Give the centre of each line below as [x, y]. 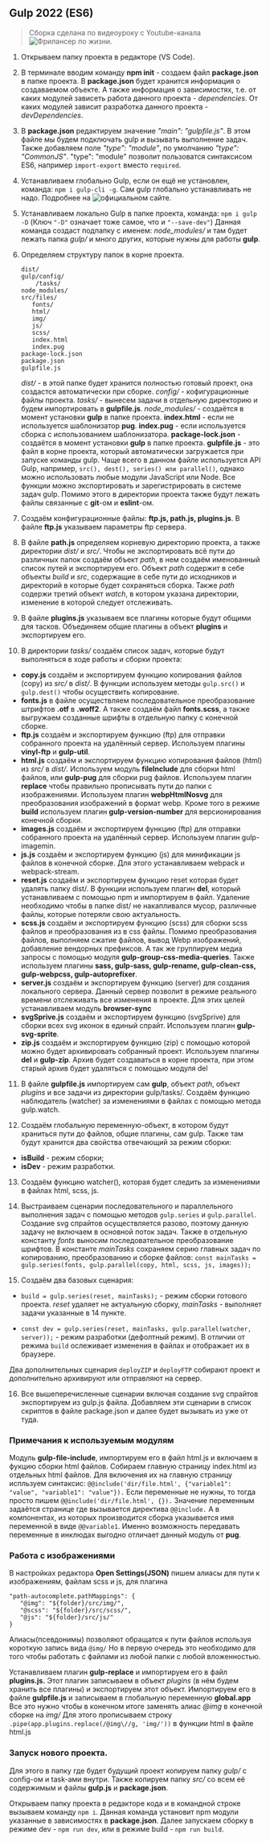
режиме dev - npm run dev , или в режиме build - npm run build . [117, 1829]
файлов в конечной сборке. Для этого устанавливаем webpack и [133, 863]
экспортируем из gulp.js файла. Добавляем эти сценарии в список [136, 1402]
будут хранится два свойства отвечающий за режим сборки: [126, 1142]
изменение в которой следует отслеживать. [97, 602]
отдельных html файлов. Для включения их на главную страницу [121, 1475]
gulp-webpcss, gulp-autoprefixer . [79, 974]
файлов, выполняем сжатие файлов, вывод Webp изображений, [131, 940]
